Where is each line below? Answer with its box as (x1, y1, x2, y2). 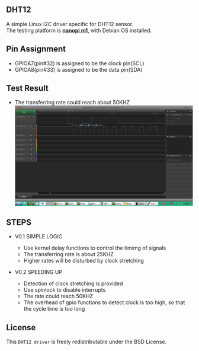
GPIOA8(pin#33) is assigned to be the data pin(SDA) (14, 66, 143, 73)
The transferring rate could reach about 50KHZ (14, 99, 130, 106)
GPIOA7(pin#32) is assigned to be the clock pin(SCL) (14, 59, 145, 67)
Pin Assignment (6, 44, 66, 54)
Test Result (6, 83, 49, 94)
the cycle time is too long (23, 305, 85, 312)
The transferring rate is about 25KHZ (23, 251, 114, 258)
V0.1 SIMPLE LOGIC (14, 233, 63, 240)
